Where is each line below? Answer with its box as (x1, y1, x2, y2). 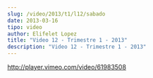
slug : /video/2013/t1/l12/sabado (7, 10, 106, 18)
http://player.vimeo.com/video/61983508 (7, 63, 127, 71)
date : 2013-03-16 (7, 17, 59, 24)
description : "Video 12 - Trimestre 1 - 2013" (7, 43, 147, 50)
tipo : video (7, 23, 42, 30)
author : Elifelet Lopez (7, 30, 78, 38)
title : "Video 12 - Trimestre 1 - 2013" (7, 37, 128, 44)
